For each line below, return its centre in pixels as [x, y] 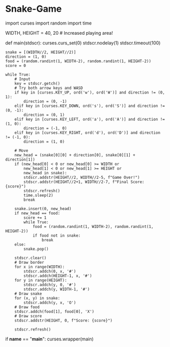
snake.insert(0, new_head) [43, 209]
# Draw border [29, 262]
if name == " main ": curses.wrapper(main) [50, 339]
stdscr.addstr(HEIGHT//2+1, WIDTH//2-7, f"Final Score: [84, 182]
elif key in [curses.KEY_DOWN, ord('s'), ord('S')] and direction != [90, 106]
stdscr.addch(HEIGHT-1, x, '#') [58, 276]
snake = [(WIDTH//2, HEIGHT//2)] [41, 52]
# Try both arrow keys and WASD [49, 88]
